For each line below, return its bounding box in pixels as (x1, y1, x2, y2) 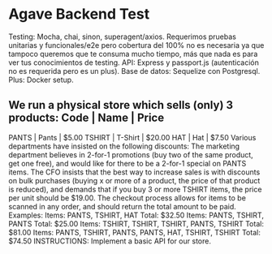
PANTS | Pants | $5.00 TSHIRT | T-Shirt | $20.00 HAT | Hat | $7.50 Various (8, 132, 257, 142)
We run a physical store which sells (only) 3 (8, 98, 234, 112)
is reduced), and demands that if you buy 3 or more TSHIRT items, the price (8, 184, 262, 194)
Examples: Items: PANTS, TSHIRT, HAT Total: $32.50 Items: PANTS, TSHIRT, (8, 210, 264, 220)
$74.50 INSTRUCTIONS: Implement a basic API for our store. (8, 236, 211, 246)
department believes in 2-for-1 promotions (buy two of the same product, (8, 149, 253, 159)
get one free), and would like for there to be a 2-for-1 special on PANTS (8, 158, 247, 168)
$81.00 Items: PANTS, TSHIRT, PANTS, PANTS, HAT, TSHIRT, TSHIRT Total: (8, 227, 261, 237)
